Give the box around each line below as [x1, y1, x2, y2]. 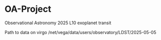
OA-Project [4, 3, 51, 15]
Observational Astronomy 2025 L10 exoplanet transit [4, 20, 112, 26]
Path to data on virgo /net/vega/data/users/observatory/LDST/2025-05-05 [4, 29, 157, 35]
